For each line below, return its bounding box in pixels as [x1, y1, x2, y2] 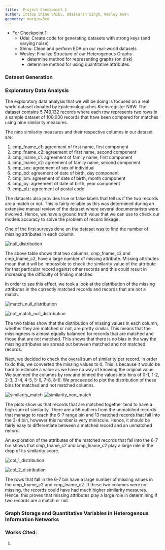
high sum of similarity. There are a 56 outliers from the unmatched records [5, 406, 156, 413]
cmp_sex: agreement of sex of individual [12, 165, 95, 170]
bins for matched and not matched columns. [5, 382, 95, 388]
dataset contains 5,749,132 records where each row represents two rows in [5, 109, 158, 115]
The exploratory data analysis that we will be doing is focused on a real [5, 98, 149, 104]
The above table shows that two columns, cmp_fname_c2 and [5, 250, 131, 256]
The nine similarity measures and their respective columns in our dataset [5, 129, 153, 135]
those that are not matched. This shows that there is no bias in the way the [5, 336, 157, 341]
